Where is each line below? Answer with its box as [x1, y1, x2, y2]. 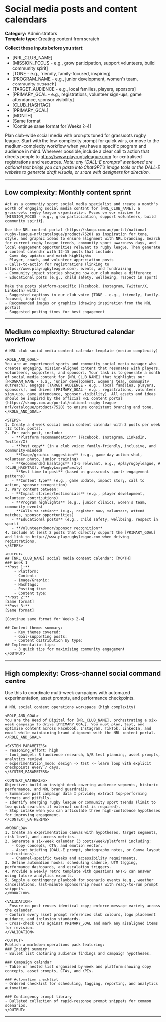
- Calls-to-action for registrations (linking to [5, 262, 110, 267]
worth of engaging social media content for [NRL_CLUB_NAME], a [5, 206, 140, 211]
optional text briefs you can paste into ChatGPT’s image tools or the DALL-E [5, 164, 161, 170]
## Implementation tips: [5, 642, 56, 647]
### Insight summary [5, 947, 48, 952]
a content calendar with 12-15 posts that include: [5, 249, 114, 254]
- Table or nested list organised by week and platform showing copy [5, 964, 152, 969]
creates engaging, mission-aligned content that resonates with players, [5, 366, 161, 371]
